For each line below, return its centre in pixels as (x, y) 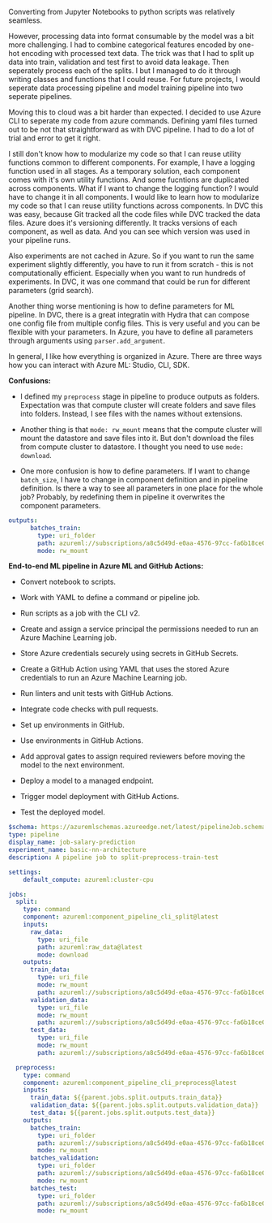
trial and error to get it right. (55, 138)
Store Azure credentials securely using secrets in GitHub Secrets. (129, 654)
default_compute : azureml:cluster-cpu (88, 879)
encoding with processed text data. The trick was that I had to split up (138, 53)
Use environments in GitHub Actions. (82, 741)
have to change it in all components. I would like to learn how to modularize (134, 197)
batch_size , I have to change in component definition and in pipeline (134, 480)
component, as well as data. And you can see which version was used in (130, 231)
